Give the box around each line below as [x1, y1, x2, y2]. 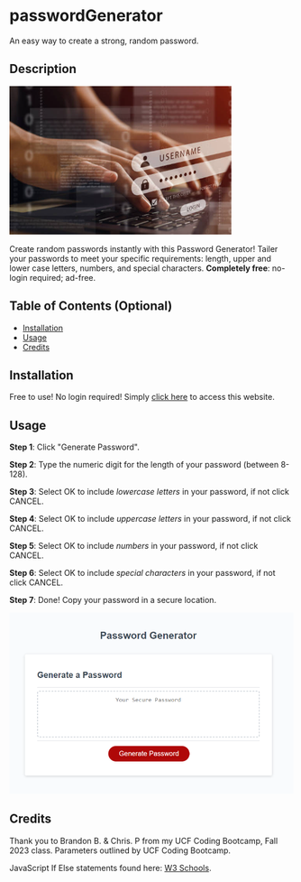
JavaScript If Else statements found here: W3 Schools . [9, 862, 212, 873]
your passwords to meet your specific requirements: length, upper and [9, 253, 272, 264]
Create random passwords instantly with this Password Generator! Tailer [9, 243, 278, 254]
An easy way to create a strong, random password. [9, 35, 199, 46]
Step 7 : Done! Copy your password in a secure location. [9, 595, 217, 606]
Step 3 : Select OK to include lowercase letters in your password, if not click [9, 487, 290, 497]
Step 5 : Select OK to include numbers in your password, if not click [9, 541, 259, 552]
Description [9, 61, 77, 77]
